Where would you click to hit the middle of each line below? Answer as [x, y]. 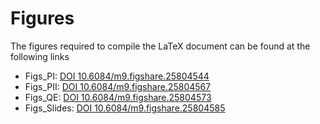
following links [40, 56]
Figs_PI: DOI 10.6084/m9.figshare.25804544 [117, 76]
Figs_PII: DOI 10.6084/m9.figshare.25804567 [118, 86]
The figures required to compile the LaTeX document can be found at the [160, 46]
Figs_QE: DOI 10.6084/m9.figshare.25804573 [118, 97]
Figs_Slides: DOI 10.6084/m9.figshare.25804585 [125, 108]
